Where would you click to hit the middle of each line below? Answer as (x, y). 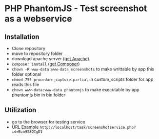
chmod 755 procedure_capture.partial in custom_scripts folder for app (82, 79)
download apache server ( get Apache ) (50, 59)
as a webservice (38, 19)
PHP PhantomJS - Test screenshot (76, 9)
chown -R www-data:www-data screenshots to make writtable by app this (83, 69)
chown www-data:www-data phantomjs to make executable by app (75, 90)
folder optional (26, 74)
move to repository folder (37, 53)
